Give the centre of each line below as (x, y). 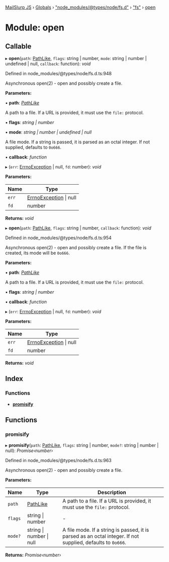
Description (112, 492)
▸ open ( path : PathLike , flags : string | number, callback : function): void (78, 228)
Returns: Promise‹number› (33, 555)
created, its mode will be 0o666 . (37, 253)
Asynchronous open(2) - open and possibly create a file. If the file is (76, 247)
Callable (18, 46)
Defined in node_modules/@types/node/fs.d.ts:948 (59, 73)
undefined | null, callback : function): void (48, 64)
